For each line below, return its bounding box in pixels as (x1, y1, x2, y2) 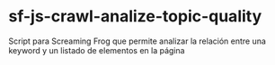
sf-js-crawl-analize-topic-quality (8, 6, 262, 27)
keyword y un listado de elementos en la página (8, 45, 185, 55)
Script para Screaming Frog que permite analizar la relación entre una (8, 36, 267, 46)
